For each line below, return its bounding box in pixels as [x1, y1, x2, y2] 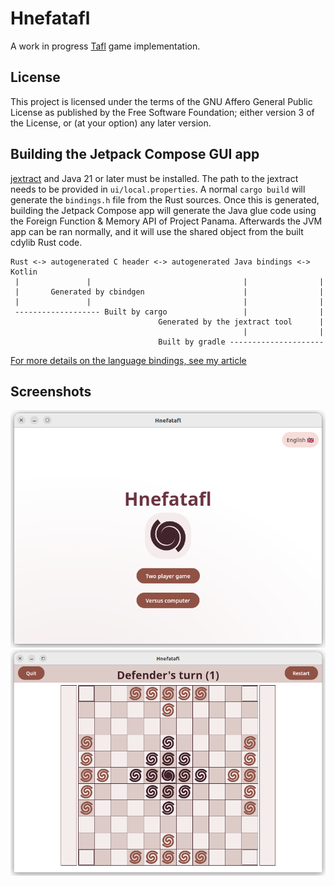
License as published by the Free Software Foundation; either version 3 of [10, 106, 315, 118]
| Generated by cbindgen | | [14, 287, 325, 297]
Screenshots [10, 383, 92, 400]
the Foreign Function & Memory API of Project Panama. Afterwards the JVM [10, 215, 323, 227]
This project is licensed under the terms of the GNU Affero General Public [10, 95, 313, 107]
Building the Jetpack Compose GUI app [10, 146, 260, 163]
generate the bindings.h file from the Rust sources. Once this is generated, [10, 193, 320, 206]
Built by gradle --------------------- [158, 337, 325, 347]
